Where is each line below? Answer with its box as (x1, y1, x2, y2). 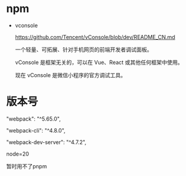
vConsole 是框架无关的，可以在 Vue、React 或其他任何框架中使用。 (14, 58, 184, 66)
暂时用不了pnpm (6, 162, 47, 170)
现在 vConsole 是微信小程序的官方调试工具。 (14, 71, 126, 78)
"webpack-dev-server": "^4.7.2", (6, 138, 87, 146)
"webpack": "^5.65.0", (6, 115, 61, 122)
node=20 (6, 150, 29, 157)
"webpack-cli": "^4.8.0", (6, 127, 66, 134)
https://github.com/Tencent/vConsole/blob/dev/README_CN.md (14, 33, 176, 40)
